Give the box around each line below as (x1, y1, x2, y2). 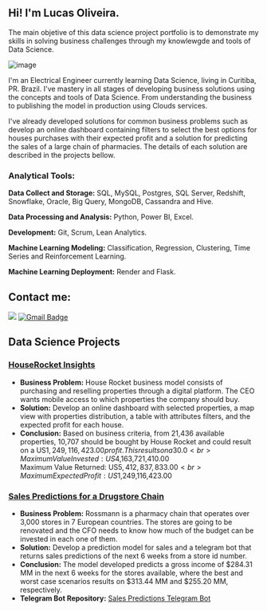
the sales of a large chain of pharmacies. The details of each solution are (8, 141, 248, 151)
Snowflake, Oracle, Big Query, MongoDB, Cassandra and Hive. (8, 197, 214, 207)
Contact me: (8, 290, 72, 304)
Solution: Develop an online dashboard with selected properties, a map (19, 403, 255, 412)
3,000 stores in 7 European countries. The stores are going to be (19, 517, 233, 526)
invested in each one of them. (19, 534, 118, 543)
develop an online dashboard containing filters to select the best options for (8, 124, 257, 134)
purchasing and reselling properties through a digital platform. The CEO (19, 386, 255, 396)
